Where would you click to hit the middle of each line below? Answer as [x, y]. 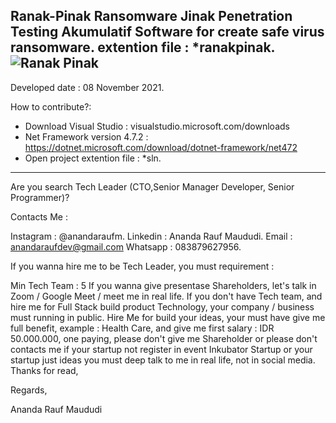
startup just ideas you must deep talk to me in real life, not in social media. [163, 360]
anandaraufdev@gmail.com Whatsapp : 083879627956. [126, 246]
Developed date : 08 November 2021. [87, 87]
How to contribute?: [51, 106]
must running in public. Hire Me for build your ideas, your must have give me [168, 317]
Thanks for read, [44, 370]
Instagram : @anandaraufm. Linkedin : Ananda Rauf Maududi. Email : [151, 236]
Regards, [29, 390]
